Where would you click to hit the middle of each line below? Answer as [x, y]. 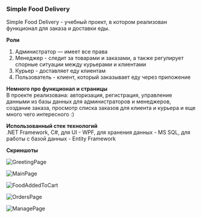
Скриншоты [22, 150]
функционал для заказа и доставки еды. [58, 28]
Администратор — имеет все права [61, 52]
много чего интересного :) [40, 114]
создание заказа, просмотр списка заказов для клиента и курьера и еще [101, 108]
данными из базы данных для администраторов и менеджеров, [89, 101]
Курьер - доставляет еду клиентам [60, 71]
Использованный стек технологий [52, 126]
